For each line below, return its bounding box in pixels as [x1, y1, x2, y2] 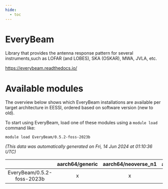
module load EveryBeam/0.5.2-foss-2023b [5, 135, 91, 140]
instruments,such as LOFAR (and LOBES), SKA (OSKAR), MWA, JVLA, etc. [5, 56, 157, 62]
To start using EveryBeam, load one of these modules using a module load [5, 120, 158, 126]
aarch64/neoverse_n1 [102, 161, 157, 168]
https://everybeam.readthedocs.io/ [5, 65, 77, 71]
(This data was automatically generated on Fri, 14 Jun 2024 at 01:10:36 [5, 143, 152, 149]
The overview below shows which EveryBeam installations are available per [5, 99, 161, 105]
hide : [5, 7, 16, 13]
